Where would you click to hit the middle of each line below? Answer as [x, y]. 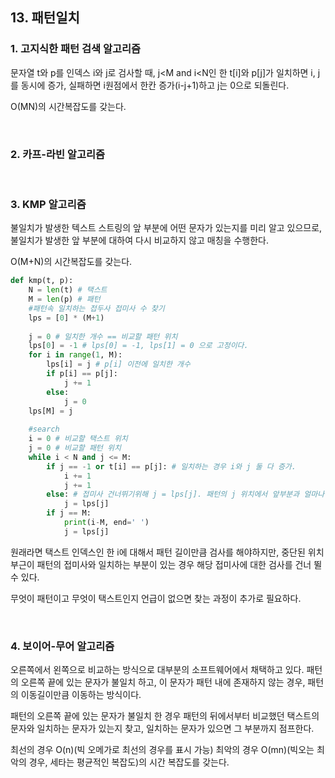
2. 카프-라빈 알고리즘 [58, 154]
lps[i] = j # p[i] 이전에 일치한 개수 [118, 364]
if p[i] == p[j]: [82, 374]
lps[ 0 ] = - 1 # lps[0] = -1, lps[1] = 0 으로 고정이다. [138, 346]
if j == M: [69, 513]
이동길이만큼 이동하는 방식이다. [81, 695]
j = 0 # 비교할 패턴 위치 [75, 448]
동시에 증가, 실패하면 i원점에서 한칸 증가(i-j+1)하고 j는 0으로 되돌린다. [155, 85]
